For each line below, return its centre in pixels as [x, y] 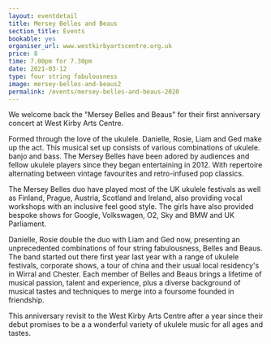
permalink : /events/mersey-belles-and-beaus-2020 [94, 91]
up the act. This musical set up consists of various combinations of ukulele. [134, 148]
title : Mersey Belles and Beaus [63, 24]
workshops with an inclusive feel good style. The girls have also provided [131, 207]
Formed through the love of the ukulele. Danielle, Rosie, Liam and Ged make [135, 139]
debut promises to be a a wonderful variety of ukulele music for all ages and [136, 324]
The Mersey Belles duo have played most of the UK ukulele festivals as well [135, 189]
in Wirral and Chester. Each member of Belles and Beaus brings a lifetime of [135, 274]
